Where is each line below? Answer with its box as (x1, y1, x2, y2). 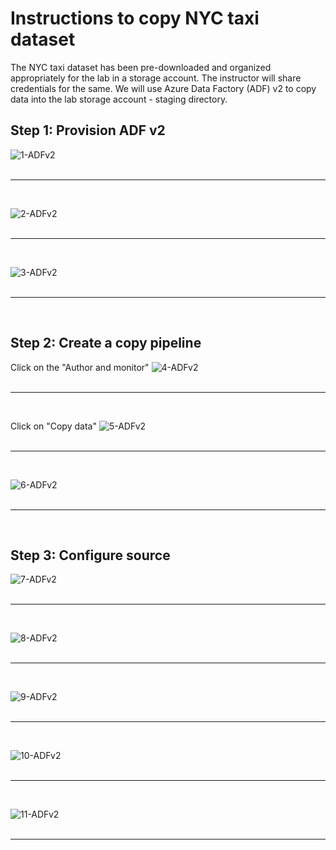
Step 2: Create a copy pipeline (10, 335, 202, 352)
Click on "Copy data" (10, 420, 97, 432)
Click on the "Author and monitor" (10, 361, 150, 373)
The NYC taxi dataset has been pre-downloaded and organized (10, 61, 272, 73)
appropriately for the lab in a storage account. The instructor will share (10, 72, 302, 84)
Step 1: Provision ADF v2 (10, 122, 166, 139)
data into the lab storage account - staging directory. (10, 93, 228, 105)
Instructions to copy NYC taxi (10, 7, 260, 30)
